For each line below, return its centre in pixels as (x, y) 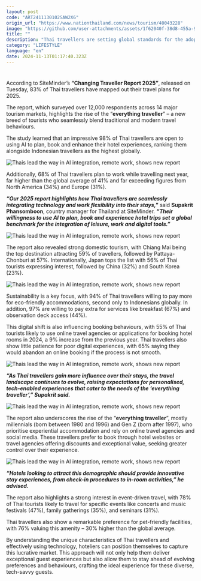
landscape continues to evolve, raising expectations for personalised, (95, 382)
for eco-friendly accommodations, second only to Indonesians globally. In (97, 302)
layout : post (22, 12)
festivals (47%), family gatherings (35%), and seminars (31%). (83, 510)
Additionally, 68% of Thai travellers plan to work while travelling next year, (98, 174)
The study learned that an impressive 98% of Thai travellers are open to (95, 138)
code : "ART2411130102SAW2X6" (42, 17)
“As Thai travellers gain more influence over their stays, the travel (90, 375)
